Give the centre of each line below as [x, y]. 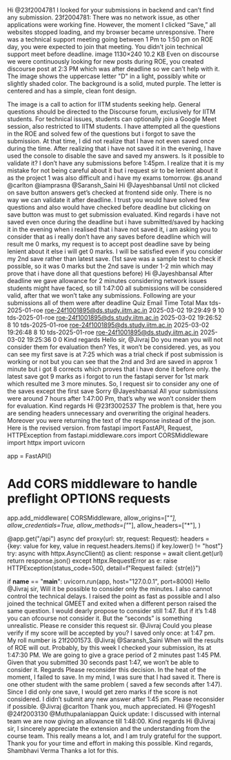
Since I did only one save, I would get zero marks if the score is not [102, 691]
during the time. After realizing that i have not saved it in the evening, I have [114, 148]
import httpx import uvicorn [46, 443]
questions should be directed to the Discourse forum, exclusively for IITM [111, 111]
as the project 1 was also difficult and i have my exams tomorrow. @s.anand [114, 178]
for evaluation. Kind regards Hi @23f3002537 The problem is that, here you [114, 406]
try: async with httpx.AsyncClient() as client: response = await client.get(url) [115, 553]
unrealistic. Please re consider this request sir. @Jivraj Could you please [110, 625]
